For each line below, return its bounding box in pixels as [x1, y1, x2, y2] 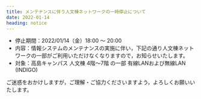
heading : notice [6, 20, 47, 26]
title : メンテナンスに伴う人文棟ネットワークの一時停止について [6, 8, 146, 15]
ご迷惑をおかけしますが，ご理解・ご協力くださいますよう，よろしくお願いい [6, 79, 196, 86]
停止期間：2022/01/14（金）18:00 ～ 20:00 [14, 37, 122, 44]
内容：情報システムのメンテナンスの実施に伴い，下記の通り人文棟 [14, 44, 179, 52]
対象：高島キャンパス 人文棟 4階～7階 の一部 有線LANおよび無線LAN [14, 59, 186, 67]
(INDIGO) [14, 67, 38, 74]
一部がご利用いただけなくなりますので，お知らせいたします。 [36, 52, 188, 59]
